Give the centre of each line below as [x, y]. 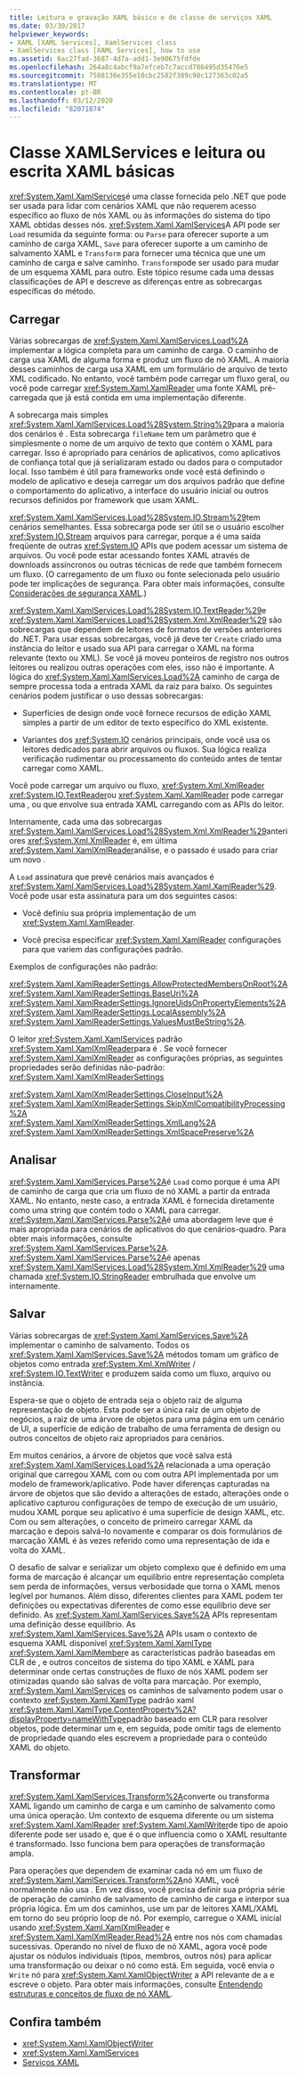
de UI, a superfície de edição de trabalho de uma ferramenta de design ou [145, 1429]
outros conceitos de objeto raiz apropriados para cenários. [117, 1438]
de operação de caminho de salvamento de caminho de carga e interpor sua [149, 1899]
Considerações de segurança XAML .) [78, 593]
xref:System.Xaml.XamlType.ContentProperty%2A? [103, 1709]
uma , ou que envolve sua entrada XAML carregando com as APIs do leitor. [147, 804]
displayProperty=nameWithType [68, 1718]
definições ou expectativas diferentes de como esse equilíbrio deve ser [140, 1605]
